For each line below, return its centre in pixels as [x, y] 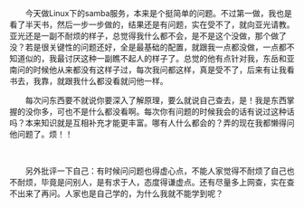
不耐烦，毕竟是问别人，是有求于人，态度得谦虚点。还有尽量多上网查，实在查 [152, 182]
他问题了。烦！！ [41, 134]
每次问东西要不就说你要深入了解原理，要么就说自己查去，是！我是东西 [156, 100]
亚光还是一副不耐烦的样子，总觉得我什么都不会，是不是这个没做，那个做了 [148, 36]
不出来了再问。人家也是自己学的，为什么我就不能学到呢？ [116, 193]
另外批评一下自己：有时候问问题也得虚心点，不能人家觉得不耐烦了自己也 [160, 171]
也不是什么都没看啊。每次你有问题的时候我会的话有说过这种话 [180, 112]
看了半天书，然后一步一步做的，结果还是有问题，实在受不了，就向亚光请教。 [152, 24]
